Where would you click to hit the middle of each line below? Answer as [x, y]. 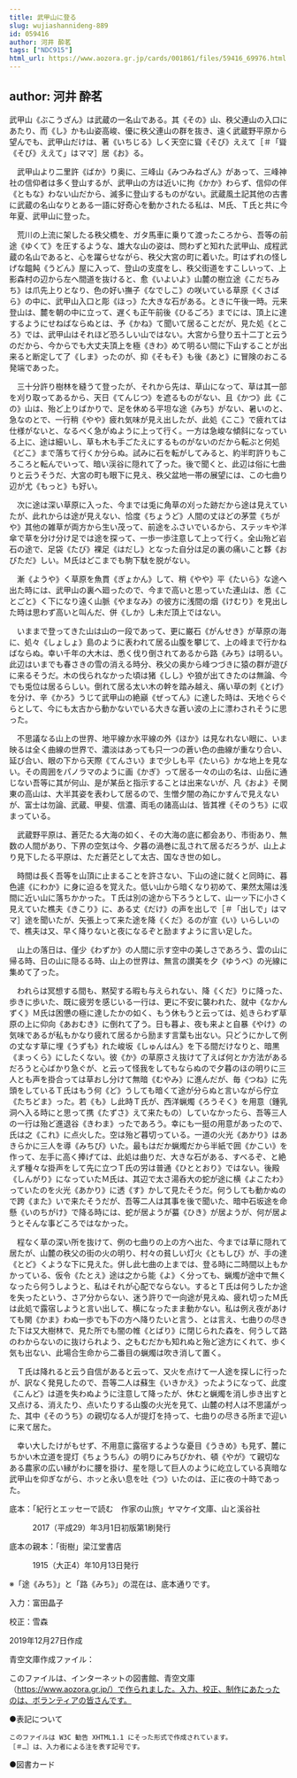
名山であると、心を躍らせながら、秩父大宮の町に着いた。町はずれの [148, 257]
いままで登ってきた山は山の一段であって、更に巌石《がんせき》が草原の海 [152, 630]
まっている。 [32, 816]
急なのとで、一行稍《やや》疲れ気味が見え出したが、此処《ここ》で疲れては [148, 419]
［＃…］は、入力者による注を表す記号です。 [76, 1747]
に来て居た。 [32, 1426]
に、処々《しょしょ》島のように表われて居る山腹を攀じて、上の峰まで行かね [148, 642]
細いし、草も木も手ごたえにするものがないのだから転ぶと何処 [168, 441]
